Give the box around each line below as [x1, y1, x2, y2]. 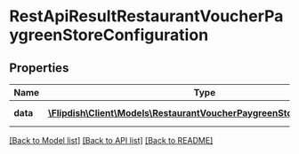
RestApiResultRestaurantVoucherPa [9, 6, 284, 27]
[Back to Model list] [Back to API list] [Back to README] [9, 135, 214, 145]
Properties [9, 60, 69, 75]
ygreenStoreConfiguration [9, 25, 209, 45]
